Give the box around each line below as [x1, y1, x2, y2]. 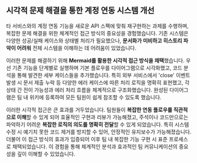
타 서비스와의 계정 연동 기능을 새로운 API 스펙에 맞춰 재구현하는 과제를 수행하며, [6, 22, 189, 29]
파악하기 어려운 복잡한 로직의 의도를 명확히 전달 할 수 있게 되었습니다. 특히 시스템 [6, 121, 189, 128]
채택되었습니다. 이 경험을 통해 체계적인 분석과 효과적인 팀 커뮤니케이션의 [12, 143, 178, 150]
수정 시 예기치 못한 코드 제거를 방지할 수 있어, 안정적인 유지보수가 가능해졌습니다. [6, 128, 192, 135]
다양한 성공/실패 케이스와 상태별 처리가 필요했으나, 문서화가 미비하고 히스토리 [6, 37, 183, 44]
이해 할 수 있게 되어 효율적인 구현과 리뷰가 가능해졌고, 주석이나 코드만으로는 [17, 114, 189, 121]
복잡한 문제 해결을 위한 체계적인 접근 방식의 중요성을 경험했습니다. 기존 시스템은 [6, 29, 189, 36]
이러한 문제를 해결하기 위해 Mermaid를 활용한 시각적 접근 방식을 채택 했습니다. [6, 56, 185, 64]
